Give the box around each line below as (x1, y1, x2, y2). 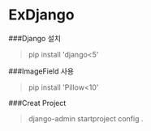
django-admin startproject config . (28, 113, 144, 123)
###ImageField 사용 (8, 66, 75, 76)
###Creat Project (8, 98, 67, 108)
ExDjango (8, 6, 75, 24)
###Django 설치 (8, 33, 61, 43)
